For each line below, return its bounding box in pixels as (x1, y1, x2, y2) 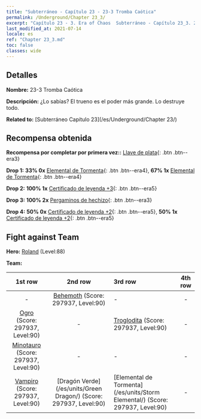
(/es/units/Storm (113, 388, 160, 397)
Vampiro (14, 377, 39, 385)
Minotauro (12, 341, 41, 349)
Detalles (6, 70, 38, 80)
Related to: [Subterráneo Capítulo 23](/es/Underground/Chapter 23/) (6, 115, 178, 123)
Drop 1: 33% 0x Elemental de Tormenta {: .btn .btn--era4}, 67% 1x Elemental (6, 167, 195, 174)
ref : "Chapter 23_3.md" (6, 37, 66, 43)
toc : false (6, 43, 33, 49)
